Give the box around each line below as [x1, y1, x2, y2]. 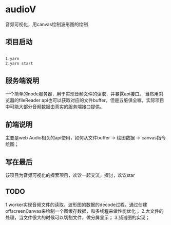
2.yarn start [5, 60, 33, 66]
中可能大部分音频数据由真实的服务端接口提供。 [5, 104, 104, 110]
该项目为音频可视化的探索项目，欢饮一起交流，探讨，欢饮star [5, 172, 135, 178]
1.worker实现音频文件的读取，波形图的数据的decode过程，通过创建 [5, 201, 147, 208]
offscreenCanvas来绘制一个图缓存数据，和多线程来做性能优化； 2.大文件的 [5, 208, 164, 214]
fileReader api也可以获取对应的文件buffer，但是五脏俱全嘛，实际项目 [18, 97, 164, 104]
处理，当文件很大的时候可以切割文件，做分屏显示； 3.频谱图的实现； [5, 214, 150, 220]
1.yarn [5, 56, 20, 61]
